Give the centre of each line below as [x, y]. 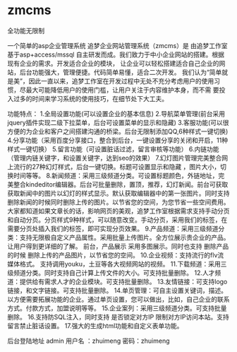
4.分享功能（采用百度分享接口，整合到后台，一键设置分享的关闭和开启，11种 [117, 140]
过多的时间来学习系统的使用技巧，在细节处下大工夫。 [90, 98]
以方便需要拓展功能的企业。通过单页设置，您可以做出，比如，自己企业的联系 [119, 299]
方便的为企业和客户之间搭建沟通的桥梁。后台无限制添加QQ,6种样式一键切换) [118, 131]
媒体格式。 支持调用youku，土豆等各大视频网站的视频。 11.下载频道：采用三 [117, 264]
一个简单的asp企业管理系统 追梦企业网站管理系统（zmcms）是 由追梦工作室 [117, 45]
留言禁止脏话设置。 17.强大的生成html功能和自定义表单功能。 [95, 325]
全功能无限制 [26, 30]
